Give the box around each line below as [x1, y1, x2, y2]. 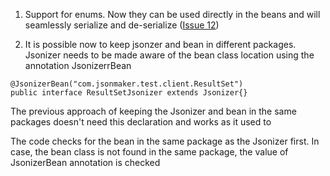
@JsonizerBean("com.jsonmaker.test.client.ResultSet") [10, 79, 244, 89]
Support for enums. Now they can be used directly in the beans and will [24, 9, 321, 20]
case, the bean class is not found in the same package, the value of [10, 146, 289, 158]
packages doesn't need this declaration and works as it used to [10, 116, 272, 128]
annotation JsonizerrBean [24, 60, 132, 71]
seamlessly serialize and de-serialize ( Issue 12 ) [24, 19, 220, 31]
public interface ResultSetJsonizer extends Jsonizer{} [10, 88, 248, 98]
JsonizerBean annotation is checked [10, 157, 161, 168]
